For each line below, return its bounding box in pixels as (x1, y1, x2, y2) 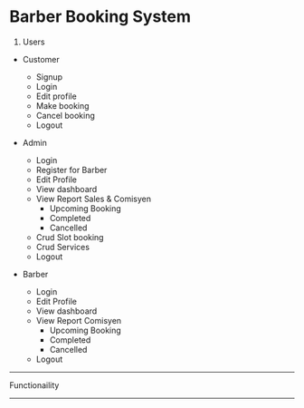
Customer (22, 53, 61, 64)
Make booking (35, 100, 90, 111)
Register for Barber (35, 164, 108, 175)
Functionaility (9, 379, 60, 391)
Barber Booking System (9, 6, 192, 27)
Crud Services (35, 241, 90, 252)
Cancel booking (35, 110, 95, 121)
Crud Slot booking (35, 231, 104, 242)
